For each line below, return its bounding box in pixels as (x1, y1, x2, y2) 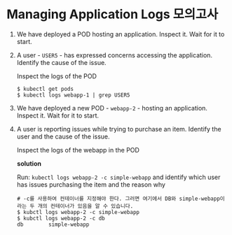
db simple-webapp (16, 221, 90, 228)
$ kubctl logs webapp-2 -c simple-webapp (16, 208, 139, 215)
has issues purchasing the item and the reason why (16, 180, 166, 189)
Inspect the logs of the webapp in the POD (16, 145, 139, 154)
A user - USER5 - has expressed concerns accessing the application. (16, 50, 213, 59)
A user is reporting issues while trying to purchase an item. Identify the (16, 124, 221, 133)
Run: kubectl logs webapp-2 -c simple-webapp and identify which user (16, 173, 221, 181)
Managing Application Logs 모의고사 (6, 6, 219, 22)
